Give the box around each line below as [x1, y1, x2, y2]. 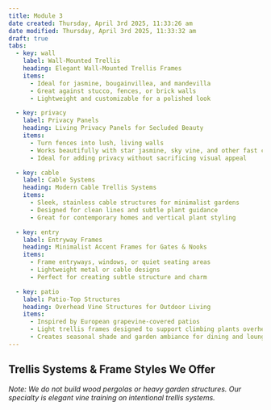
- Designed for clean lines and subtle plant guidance [29, 206, 219, 214]
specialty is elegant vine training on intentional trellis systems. [8, 392, 215, 402]
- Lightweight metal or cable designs [29, 266, 161, 274]
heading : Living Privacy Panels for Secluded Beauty [23, 124, 204, 132]
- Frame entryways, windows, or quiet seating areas [29, 258, 211, 266]
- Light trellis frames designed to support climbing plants [29, 325, 240, 333]
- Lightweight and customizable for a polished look [29, 94, 211, 102]
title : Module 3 [8, 11, 63, 20]
